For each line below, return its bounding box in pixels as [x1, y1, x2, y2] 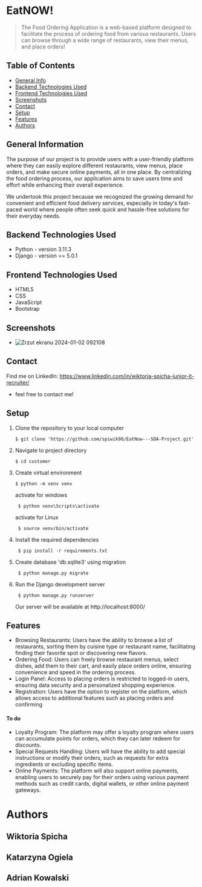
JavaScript [15, 299, 42, 306]
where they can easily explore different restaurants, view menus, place [6, 162, 183, 169]
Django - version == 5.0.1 [15, 252, 78, 259]
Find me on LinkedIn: [6, 372, 59, 379]
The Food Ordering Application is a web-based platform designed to [21, 24, 192, 31]
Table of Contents [6, 61, 76, 71]
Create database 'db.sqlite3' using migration [15, 558, 126, 565]
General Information [6, 139, 84, 150]
